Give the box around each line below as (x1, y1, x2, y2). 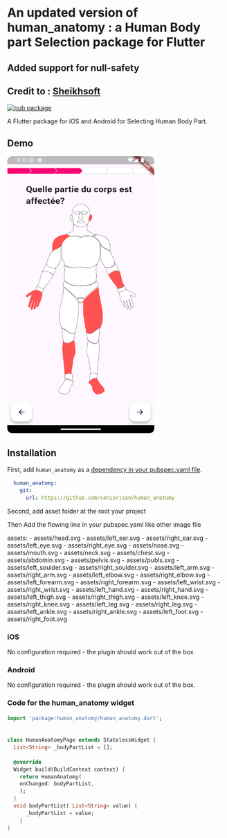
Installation (7, 447, 57, 459)
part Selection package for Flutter (7, 35, 206, 50)
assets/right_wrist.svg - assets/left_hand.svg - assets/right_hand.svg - (7, 585, 209, 593)
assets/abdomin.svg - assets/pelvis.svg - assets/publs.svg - (7, 556, 180, 564)
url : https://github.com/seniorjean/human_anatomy (25, 494, 175, 501)
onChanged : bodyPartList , (19, 780, 95, 787)
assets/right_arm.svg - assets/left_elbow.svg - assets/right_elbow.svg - (7, 570, 210, 579)
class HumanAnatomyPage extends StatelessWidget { (7, 737, 156, 744)
